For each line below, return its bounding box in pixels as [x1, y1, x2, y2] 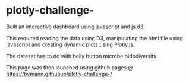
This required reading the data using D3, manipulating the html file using [6, 34, 183, 41]
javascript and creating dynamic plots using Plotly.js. [6, 41, 135, 48]
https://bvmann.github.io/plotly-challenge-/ [6, 70, 112, 77]
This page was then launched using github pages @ [6, 63, 134, 71]
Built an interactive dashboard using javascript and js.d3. [6, 23, 145, 30]
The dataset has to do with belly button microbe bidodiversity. [6, 52, 158, 59]
